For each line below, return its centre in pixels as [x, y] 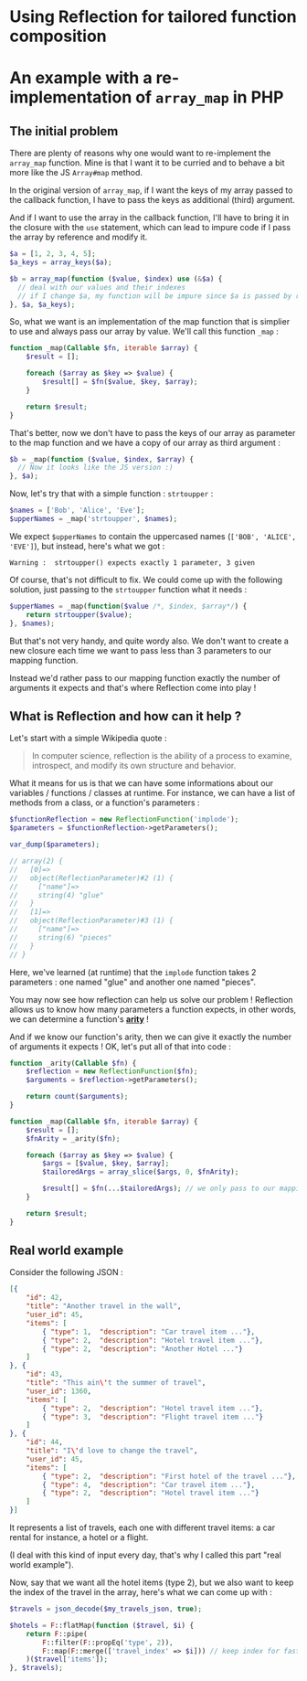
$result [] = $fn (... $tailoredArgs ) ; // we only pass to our [159, 1189]
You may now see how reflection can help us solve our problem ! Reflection [152, 999]
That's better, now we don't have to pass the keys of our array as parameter [153, 432]
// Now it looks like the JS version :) [95, 468]
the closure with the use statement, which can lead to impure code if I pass [150, 228]
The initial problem [64, 131]
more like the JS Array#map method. [76, 173]
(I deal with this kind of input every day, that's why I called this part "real [145, 1555]
